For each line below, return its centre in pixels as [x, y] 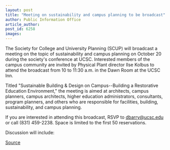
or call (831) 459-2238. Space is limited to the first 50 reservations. [76, 123]
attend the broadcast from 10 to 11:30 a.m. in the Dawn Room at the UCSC [83, 70]
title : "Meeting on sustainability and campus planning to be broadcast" [86, 15]
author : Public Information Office [43, 19]
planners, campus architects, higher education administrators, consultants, [84, 96]
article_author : [22, 24]
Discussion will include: [30, 133]
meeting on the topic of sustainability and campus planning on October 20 [83, 54]
